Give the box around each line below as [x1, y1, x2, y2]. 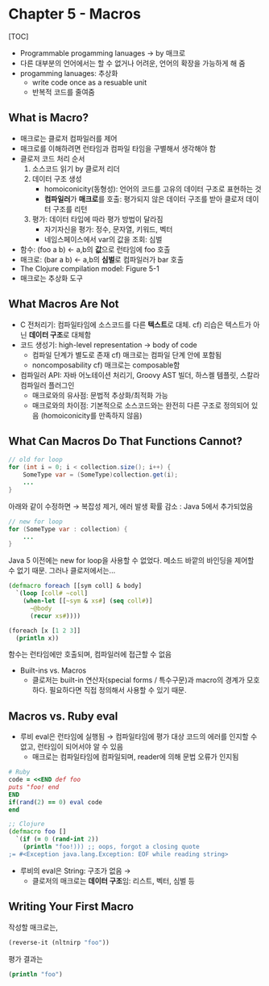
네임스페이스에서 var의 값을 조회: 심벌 [43, 234, 163, 244]
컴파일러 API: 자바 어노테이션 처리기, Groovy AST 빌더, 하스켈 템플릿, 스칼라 [19, 370, 260, 380]
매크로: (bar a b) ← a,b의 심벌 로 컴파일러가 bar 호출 [19, 254, 184, 264]
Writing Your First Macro [8, 900, 134, 913]
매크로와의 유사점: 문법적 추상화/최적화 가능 [31, 390, 169, 400]
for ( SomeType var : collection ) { [8, 525, 128, 533]
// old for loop [8, 455, 63, 464]
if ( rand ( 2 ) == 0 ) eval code [8, 798, 103, 806]
